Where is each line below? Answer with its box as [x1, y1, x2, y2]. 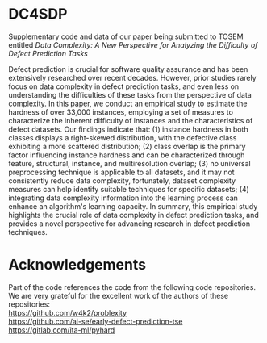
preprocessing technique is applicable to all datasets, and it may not [8, 167, 236, 177]
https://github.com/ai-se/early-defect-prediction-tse [8, 316, 183, 326]
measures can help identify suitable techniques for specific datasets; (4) [8, 184, 250, 194]
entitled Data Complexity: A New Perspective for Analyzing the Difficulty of [8, 40, 258, 49]
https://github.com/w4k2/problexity [8, 307, 127, 317]
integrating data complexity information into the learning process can [8, 193, 238, 203]
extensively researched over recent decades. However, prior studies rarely [8, 73, 257, 82]
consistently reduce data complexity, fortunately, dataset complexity [8, 175, 236, 186]
